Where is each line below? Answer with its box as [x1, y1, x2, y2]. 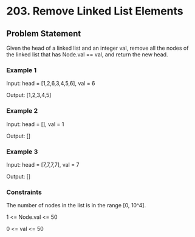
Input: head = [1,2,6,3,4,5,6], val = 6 [6, 80, 95, 87]
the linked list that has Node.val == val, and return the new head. [6, 51, 168, 58]
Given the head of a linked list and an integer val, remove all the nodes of [6, 44, 189, 52]
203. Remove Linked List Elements [6, 4, 183, 18]
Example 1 [6, 65, 37, 74]
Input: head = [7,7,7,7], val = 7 [6, 161, 80, 168]
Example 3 [6, 147, 38, 156]
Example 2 [6, 107, 38, 115]
